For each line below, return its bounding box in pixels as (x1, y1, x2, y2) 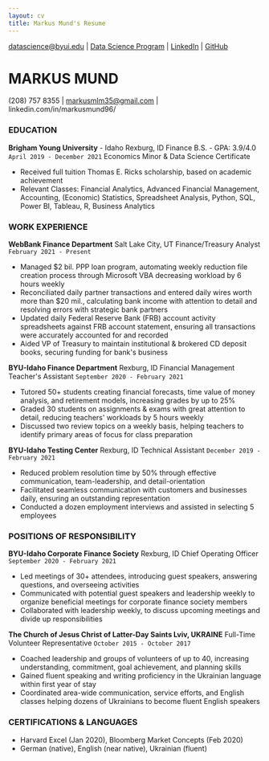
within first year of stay (19, 680, 96, 689)
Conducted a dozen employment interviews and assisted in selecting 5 (19, 502, 255, 512)
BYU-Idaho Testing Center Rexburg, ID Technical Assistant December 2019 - (8, 445, 261, 455)
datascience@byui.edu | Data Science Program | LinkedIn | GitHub (8, 41, 229, 51)
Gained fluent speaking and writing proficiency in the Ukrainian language (19, 671, 262, 681)
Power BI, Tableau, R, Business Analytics (19, 201, 155, 211)
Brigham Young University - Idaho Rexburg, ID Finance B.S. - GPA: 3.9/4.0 (8, 142, 257, 153)
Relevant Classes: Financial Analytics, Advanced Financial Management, (19, 184, 259, 194)
